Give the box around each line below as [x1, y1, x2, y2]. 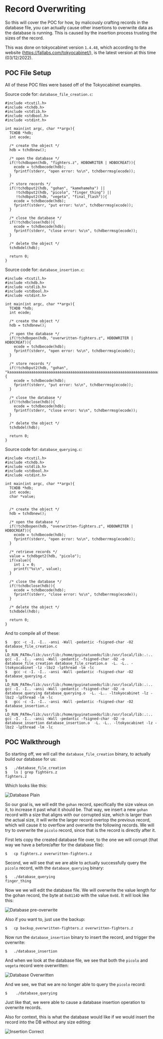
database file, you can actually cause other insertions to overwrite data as [5, 24, 153, 30]
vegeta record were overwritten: [5, 962, 69, 968]
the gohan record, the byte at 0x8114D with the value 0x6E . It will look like [5, 892, 149, 898]
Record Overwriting [5, 3, 86, 15]
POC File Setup [5, 69, 51, 77]
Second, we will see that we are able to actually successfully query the [5, 860, 147, 865]
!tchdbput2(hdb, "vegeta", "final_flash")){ [16, 194, 108, 199]
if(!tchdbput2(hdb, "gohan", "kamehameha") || [9, 186, 105, 191]
